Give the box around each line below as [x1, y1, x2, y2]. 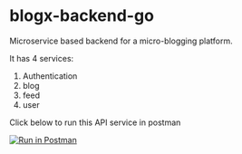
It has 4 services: [9, 53, 74, 63]
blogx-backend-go [9, 5, 154, 26]
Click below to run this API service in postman [9, 117, 181, 128]
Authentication [22, 70, 78, 82]
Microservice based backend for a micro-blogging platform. [9, 35, 233, 46]
